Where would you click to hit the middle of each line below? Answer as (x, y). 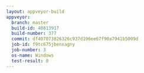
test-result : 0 (30, 61)
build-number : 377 (34, 34)
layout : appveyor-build (35, 11)
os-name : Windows (33, 55)
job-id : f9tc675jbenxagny (43, 45)
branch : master (30, 22)
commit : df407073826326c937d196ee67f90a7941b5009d (75, 39)
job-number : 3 (29, 50)
